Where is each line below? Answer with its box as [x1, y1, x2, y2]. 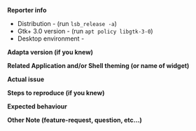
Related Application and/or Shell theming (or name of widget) [7, 62, 190, 69]
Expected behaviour [7, 102, 68, 111]
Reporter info [7, 6, 47, 14]
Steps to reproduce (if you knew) [7, 89, 105, 97]
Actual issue [7, 75, 44, 83]
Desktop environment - [17, 34, 85, 43]
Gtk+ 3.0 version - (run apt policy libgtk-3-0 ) [17, 27, 153, 35]
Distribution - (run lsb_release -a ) [17, 20, 118, 27]
